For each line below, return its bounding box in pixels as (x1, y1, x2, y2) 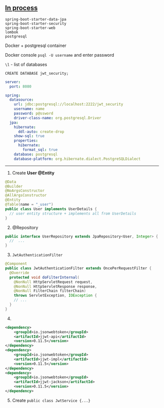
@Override (9, 270, 29, 275)
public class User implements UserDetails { (5, 206, 97, 212)
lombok (5, 29, 19, 35)
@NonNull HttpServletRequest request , (14, 279, 93, 284)
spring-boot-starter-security (5, 21, 67, 26)
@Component (5, 261, 27, 266)
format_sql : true (22, 148, 58, 152)
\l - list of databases (5, 61, 47, 67)
